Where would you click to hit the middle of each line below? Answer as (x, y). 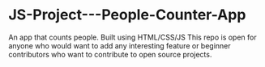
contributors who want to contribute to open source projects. (110, 54)
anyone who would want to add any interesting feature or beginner (120, 45)
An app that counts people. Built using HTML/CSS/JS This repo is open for (132, 37)
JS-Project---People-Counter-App (127, 15)
